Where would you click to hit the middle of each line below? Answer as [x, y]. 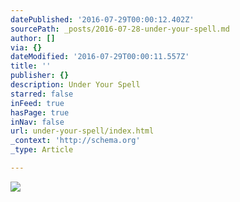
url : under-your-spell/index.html [82, 131]
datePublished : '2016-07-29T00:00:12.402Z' [102, 19]
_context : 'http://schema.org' [75, 141]
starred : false [42, 94]
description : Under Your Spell [75, 85]
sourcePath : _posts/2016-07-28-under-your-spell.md [120, 29]
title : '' [31, 66]
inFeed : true [37, 103]
